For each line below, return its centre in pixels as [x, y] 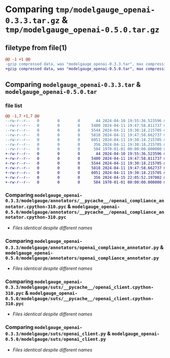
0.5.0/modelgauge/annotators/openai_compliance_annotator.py [82, 258]
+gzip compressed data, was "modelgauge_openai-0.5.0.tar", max [74, 69]
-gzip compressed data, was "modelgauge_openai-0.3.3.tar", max [74, 64]
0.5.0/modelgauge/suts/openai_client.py [56, 339]
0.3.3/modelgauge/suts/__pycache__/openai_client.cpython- [79, 287]
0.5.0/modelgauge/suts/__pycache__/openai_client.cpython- [79, 298]
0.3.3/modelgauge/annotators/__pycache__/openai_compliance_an [85, 201]
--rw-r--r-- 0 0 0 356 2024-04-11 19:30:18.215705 [83, 145]
